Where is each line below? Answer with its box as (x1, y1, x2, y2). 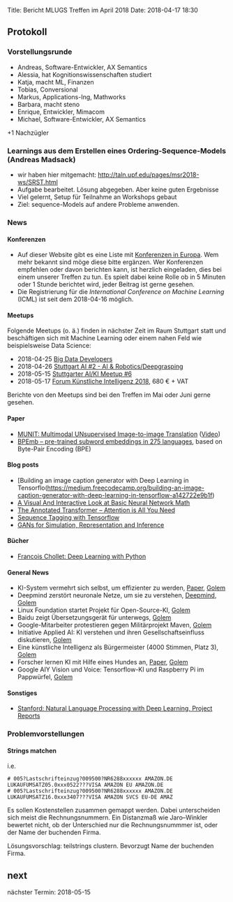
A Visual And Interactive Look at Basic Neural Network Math (17, 498, 190, 507)
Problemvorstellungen (7, 729, 85, 739)
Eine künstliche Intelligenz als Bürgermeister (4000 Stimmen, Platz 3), (17, 643, 218, 652)
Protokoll (7, 26, 47, 38)
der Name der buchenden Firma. (7, 828, 101, 837)
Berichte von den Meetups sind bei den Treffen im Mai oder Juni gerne (7, 391, 211, 399)
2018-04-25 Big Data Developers (17, 355, 113, 363)
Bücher (7, 537, 29, 545)
